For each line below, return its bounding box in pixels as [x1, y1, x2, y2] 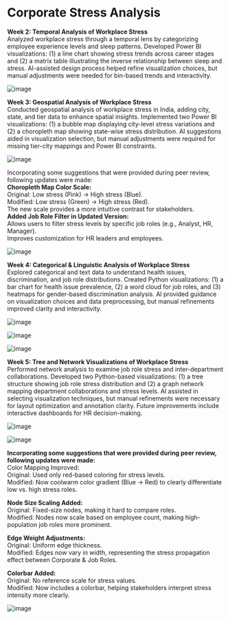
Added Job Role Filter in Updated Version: [7, 212, 129, 221]
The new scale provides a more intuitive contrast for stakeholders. [7, 205, 194, 213]
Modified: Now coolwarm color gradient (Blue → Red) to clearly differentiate [7, 477, 222, 486]
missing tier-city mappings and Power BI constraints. [7, 142, 157, 150]
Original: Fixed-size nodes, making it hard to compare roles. [7, 506, 176, 514]
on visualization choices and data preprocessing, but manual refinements [7, 297, 215, 305]
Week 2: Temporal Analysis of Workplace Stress [7, 27, 148, 36]
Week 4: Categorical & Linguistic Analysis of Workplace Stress [7, 260, 190, 269]
